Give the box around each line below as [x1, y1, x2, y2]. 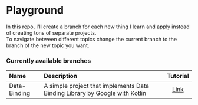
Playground [6, 4, 64, 17]
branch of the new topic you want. [6, 42, 90, 49]
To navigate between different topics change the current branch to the [6, 35, 177, 42]
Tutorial [167, 72, 189, 80]
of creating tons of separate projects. [6, 29, 97, 36]
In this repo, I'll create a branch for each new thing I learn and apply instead [6, 23, 190, 30]
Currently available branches [6, 57, 91, 65]
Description [44, 72, 78, 80]
